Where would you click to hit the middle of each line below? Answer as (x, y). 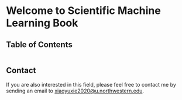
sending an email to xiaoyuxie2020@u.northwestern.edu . (75, 91)
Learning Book (42, 23)
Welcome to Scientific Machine (83, 11)
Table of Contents (40, 44)
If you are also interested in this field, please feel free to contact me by (91, 84)
